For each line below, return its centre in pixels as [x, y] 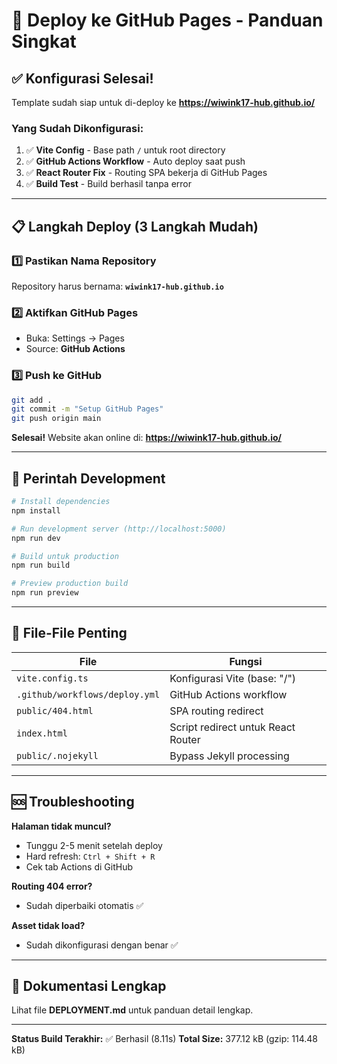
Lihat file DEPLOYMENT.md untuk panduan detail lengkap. [132, 1010]
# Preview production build [70, 584]
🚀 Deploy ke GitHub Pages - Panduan [167, 20]
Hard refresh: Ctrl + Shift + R [90, 856]
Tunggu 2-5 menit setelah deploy [94, 845]
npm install [36, 510]
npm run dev [36, 538]
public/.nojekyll [57, 755]
